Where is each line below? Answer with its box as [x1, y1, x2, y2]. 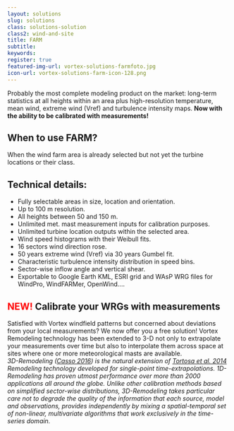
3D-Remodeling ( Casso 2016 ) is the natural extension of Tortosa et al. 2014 [7, 356, 227, 365]
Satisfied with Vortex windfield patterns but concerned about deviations [7, 319, 216, 327]
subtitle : [7, 43, 37, 50]
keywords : [7, 50, 37, 57]
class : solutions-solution [7, 23, 87, 30]
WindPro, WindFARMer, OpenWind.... [17, 280, 125, 288]
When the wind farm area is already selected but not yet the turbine [7, 150, 204, 159]
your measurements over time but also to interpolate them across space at [7, 341, 224, 350]
